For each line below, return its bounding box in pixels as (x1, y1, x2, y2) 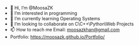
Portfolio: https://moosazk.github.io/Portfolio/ (10, 34, 105, 40)
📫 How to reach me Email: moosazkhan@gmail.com (10, 27, 120, 32)
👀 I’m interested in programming (10, 10, 78, 16)
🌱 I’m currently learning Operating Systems (10, 16, 100, 21)
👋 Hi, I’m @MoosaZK (10, 5, 53, 11)
